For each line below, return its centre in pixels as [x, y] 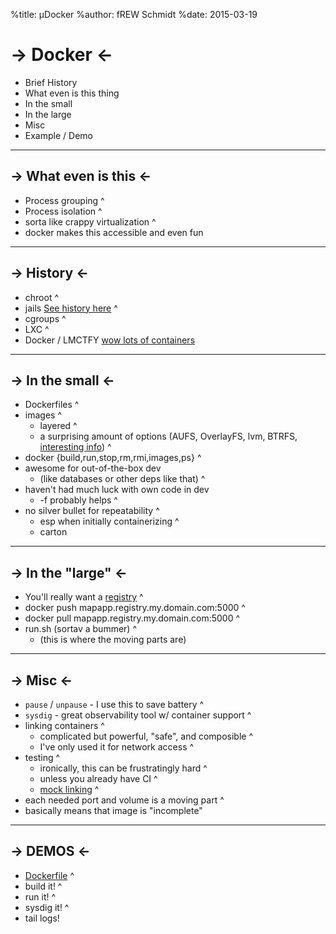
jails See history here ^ [71, 308]
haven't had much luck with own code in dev [117, 490]
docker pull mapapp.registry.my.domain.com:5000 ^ [132, 618]
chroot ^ [42, 297]
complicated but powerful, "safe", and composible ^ [146, 736]
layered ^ [58, 426]
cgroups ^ [45, 318]
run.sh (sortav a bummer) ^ [80, 629]
